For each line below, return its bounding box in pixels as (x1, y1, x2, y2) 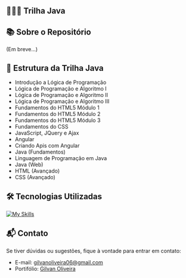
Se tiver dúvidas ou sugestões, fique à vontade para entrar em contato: (6, 247, 181, 254)
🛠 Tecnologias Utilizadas (6, 192, 103, 202)
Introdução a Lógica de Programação (14, 79, 107, 86)
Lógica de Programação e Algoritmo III (14, 98, 110, 105)
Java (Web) (14, 161, 44, 168)
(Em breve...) (6, 46, 38, 53)
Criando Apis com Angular (14, 142, 80, 149)
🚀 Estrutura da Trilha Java (6, 63, 104, 73)
